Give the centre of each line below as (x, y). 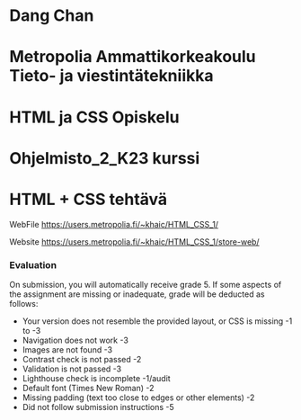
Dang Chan (52, 16)
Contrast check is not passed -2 (82, 359)
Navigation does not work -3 (75, 340)
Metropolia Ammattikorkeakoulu (133, 57)
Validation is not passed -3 (72, 369)
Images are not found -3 (67, 349)
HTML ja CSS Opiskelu (94, 117)
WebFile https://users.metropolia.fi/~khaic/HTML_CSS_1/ (114, 224)
